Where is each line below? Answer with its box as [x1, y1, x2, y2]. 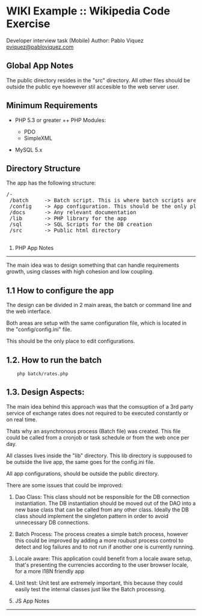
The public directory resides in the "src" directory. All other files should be [6, 76, 191, 84]
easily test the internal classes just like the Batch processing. [14, 585, 166, 593]
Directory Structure [6, 163, 81, 174]
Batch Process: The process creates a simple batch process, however [14, 530, 188, 537]
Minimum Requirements [6, 100, 98, 111]
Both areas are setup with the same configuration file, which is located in [6, 320, 187, 327]
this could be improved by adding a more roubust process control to [14, 537, 184, 544]
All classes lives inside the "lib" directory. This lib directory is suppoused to [6, 452, 192, 459]
